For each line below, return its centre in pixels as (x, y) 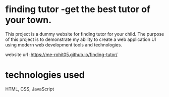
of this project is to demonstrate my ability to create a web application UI (81, 39)
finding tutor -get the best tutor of (78, 9)
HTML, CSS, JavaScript (30, 89)
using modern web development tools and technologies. (64, 44)
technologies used (45, 75)
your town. (29, 20)
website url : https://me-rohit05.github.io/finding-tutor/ (61, 55)
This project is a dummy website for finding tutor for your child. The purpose (85, 34)
